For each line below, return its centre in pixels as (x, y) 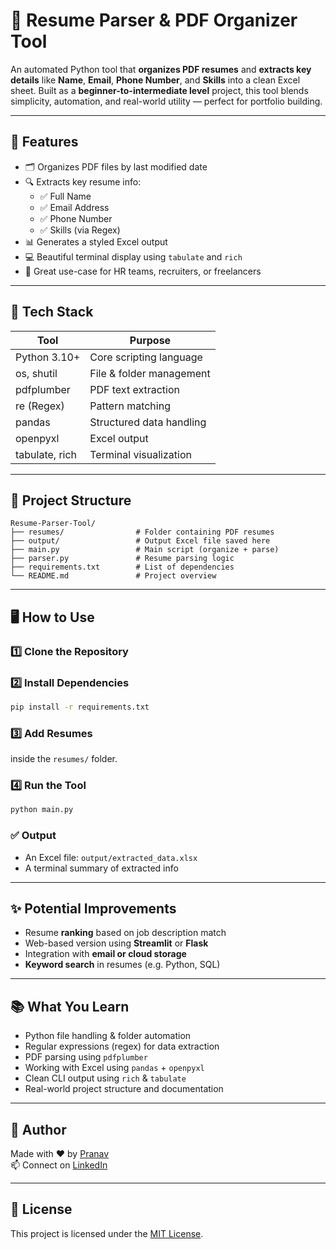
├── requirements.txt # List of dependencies (122, 567)
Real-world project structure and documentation (124, 1089)
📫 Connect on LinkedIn (59, 1165)
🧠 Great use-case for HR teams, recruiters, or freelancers (143, 271)
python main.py (42, 810)
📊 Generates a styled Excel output (96, 241)
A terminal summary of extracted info (101, 868)
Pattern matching (130, 406)
